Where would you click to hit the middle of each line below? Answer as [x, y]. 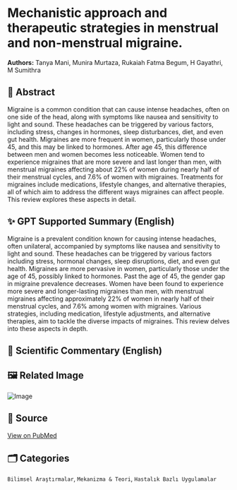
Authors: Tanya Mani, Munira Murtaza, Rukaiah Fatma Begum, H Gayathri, [115, 62]
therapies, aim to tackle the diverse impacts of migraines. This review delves [119, 321]
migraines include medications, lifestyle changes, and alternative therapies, [117, 184]
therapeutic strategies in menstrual [113, 28]
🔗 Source [28, 418]
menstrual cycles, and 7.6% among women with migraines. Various [104, 306]
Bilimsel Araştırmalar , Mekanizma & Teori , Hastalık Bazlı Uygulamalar [112, 479]
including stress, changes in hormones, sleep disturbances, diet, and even [115, 131]
